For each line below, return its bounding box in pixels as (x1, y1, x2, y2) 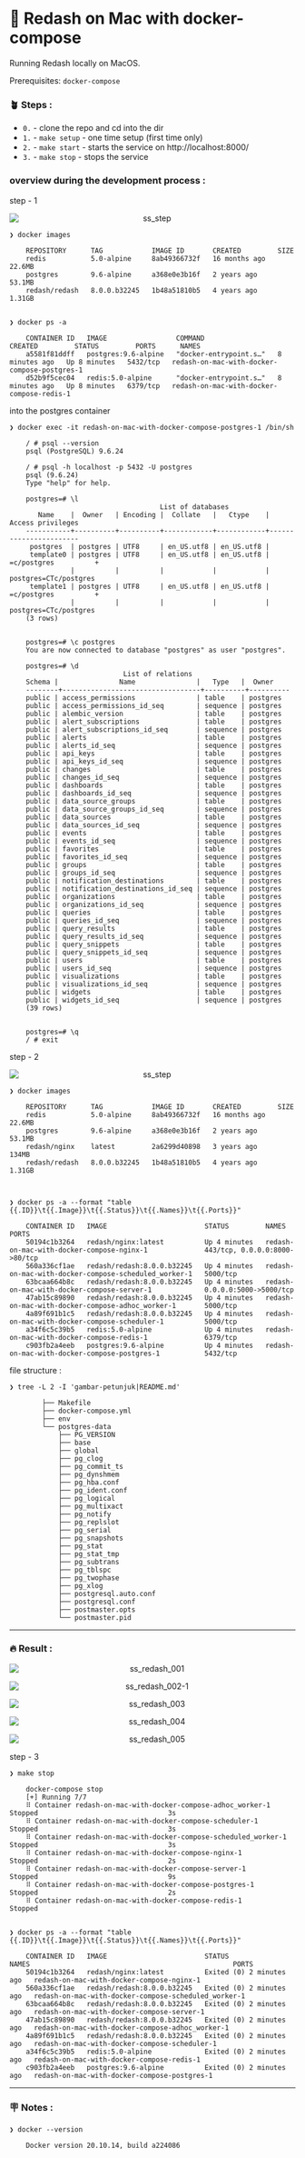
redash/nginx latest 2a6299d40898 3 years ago (25, 1142, 258, 1151)
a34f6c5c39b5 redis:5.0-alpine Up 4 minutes (25, 1324, 254, 1334)
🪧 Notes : (9, 2101, 54, 2113)
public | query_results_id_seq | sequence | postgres (25, 932, 282, 941)
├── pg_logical (57, 1494, 116, 1503)
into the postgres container (9, 405, 111, 416)
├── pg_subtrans (57, 1557, 120, 1566)
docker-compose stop (25, 1784, 103, 1793)
